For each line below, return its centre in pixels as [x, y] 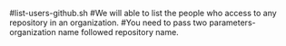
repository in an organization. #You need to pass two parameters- [133, 23]
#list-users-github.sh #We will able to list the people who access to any [143, 13]
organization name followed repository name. [94, 32]
